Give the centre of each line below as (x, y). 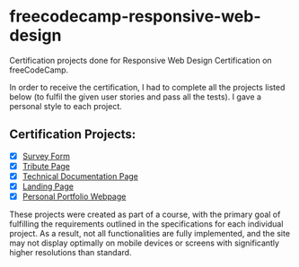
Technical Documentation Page (80, 176)
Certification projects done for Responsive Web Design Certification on (141, 60)
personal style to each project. (66, 106)
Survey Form (46, 156)
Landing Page (48, 186)
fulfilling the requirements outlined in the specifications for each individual (146, 224)
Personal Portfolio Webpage (74, 196)
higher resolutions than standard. (70, 253)
